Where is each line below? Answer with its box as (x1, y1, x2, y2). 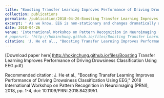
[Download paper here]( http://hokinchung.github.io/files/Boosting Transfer (5, 52, 155, 58)
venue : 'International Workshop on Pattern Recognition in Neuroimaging (5, 30, 156, 35)
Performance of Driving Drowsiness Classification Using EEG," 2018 (5, 77, 142, 83)
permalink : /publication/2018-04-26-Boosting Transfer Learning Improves (5, 16, 159, 21)
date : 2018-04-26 (5, 25, 41, 30)
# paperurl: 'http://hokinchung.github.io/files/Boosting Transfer (5, 35, 145, 39)
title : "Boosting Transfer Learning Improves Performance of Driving (5, 7, 150, 12)
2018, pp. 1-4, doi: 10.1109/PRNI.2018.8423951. (5, 87, 99, 93)
